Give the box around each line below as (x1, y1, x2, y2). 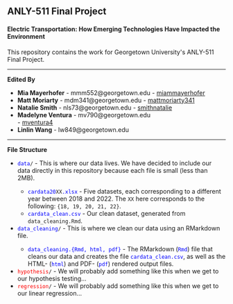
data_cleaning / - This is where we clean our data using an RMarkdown (17, 223, 221, 232)
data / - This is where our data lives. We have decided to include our (17, 159, 212, 167)
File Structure (7, 145, 47, 153)
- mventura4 (17, 118, 53, 126)
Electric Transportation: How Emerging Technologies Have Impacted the (7, 24, 221, 33)
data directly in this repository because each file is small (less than (17, 166, 208, 174)
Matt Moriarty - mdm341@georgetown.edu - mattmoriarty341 (17, 96, 196, 104)
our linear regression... (17, 289, 83, 297)
